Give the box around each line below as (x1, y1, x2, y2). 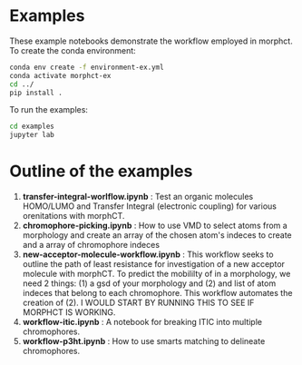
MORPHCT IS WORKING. (22, 307, 116, 318)
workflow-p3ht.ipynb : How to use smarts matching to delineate (22, 336, 266, 347)
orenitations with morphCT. (22, 211, 125, 222)
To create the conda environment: (9, 44, 136, 55)
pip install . (9, 88, 63, 97)
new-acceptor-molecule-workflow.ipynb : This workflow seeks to (22, 249, 274, 260)
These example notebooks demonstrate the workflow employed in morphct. (9, 35, 293, 46)
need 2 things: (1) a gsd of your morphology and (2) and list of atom (22, 278, 277, 289)
